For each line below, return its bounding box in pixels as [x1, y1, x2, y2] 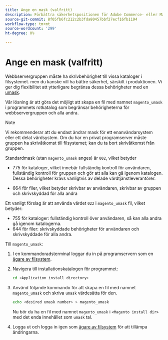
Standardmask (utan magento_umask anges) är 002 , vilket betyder [5, 155, 136, 161]
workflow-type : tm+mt [5, 21, 50, 27]
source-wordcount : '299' [5, 26, 57, 31]
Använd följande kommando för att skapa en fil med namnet [12, 284, 136, 290]
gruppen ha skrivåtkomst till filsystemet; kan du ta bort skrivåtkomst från [5, 140, 155, 146]
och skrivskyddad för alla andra [12, 190, 77, 196]
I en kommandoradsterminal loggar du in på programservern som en [12, 251, 153, 257]
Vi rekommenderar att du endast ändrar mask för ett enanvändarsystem [5, 129, 153, 135]
